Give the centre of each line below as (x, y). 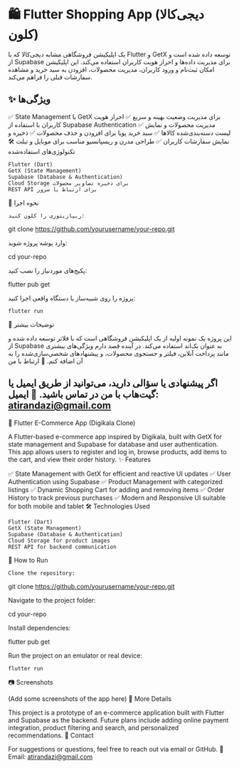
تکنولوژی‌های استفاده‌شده (42, 151)
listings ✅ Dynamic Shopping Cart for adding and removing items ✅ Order (116, 489)
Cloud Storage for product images (59, 541)
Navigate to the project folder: (52, 600)
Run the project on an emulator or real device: (75, 655)
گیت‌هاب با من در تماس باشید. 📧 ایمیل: (84, 395)
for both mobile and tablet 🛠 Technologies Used (79, 506)
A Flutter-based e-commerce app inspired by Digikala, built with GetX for (115, 436)
